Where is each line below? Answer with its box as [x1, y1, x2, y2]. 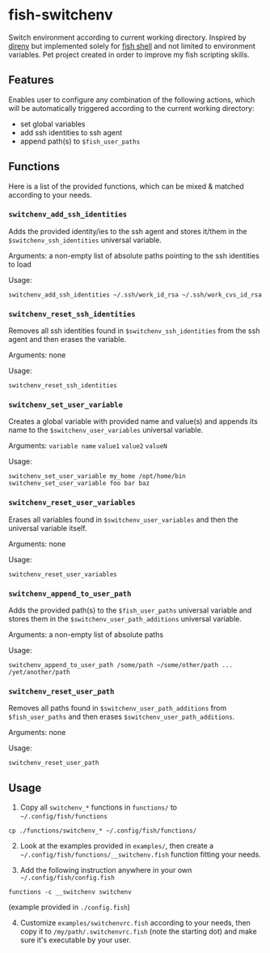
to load [8, 259, 32, 269]
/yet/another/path [8, 669, 70, 677]
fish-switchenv [8, 6, 113, 24]
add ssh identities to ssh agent [19, 127, 123, 137]
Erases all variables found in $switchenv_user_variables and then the [8, 515, 238, 524]
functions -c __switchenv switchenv [8, 888, 132, 896]
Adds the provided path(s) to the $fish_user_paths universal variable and [8, 605, 252, 615]
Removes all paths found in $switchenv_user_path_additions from [8, 703, 227, 713]
